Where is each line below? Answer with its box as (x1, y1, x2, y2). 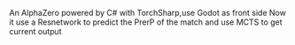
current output (9, 26, 62, 36)
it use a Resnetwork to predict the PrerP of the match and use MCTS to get (9, 17, 283, 27)
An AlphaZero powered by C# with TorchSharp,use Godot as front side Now (9, 8, 286, 18)
